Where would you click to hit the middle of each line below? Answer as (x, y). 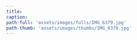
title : (14, 11)
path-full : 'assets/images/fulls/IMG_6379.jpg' (66, 22)
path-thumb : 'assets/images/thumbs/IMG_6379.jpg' (69, 28)
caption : (17, 17)
